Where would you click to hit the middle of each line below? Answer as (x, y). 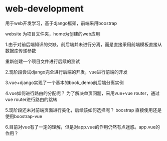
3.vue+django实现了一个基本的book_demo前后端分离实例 (64, 82)
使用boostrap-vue (24, 116)
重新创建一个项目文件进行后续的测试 (43, 61)
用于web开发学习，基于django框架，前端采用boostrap (61, 23)
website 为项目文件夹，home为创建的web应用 (53, 33)
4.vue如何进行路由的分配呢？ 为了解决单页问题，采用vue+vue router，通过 (82, 93)
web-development (44, 9)
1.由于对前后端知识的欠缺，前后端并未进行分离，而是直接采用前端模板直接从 (83, 44)
